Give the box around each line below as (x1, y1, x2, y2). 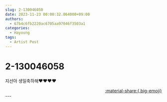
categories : (5, 26, 30, 31)
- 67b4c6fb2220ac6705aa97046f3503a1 (9, 21, 85, 26)
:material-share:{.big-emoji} (105, 88, 162, 94)
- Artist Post (9, 40, 39, 45)
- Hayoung (9, 30, 30, 35)
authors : (5, 16, 23, 21)
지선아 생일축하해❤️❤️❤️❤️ (5, 78, 57, 84)
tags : (5, 35, 16, 40)
